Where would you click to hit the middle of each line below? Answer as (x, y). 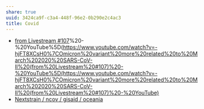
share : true (21, 12)
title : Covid (22, 23)
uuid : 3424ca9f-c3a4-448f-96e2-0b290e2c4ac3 (63, 18)
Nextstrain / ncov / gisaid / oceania (59, 99)
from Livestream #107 (42, 41)
